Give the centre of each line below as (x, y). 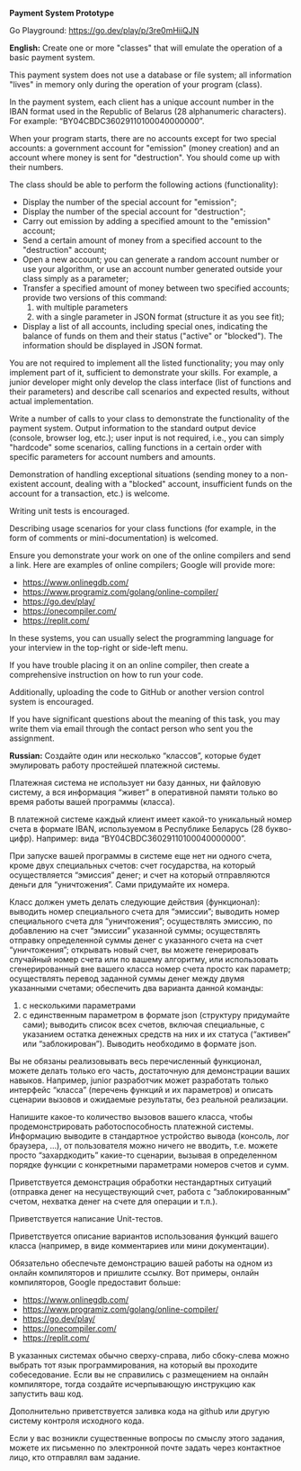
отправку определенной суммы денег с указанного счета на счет (136, 940)
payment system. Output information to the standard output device (133, 428)
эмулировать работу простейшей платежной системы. (115, 765)
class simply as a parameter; (75, 279)
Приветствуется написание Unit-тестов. (86, 1218)
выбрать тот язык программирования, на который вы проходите (133, 1365)
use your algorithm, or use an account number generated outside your (152, 269)
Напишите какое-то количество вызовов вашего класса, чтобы (131, 1117)
